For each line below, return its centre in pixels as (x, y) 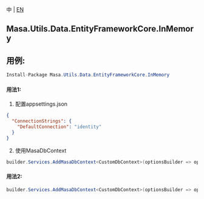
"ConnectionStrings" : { (42, 121)
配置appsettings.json (41, 104)
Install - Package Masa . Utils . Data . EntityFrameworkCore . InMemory (88, 75)
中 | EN (15, 9)
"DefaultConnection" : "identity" (59, 127)
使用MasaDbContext (41, 150)
